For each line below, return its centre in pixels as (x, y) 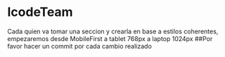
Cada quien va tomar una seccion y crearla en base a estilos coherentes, (113, 31)
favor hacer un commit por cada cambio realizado (80, 46)
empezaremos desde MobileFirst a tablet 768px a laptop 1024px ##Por (110, 38)
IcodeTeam (40, 12)
